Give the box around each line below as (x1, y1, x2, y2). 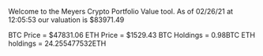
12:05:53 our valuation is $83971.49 (8, 15, 125, 24)
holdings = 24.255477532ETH (8, 39, 107, 48)
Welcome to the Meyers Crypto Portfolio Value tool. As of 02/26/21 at (8, 7, 234, 16)
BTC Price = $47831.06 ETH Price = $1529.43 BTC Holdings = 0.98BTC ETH (8, 31, 255, 39)
